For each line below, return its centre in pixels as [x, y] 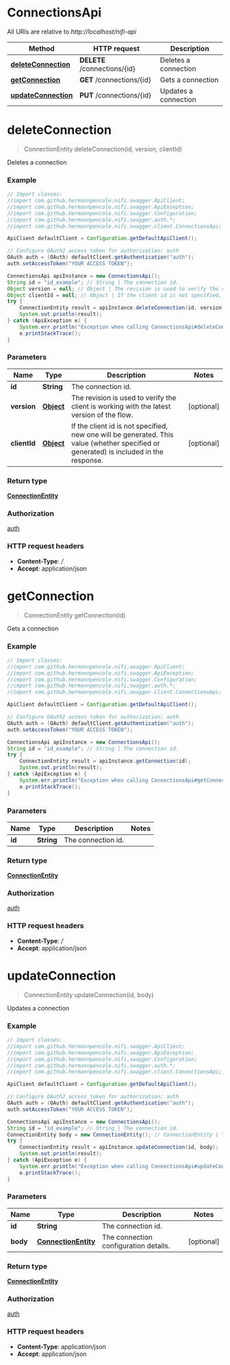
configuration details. [136, 1246]
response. [87, 460]
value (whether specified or [115, 443]
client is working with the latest [121, 406]
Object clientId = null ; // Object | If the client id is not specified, [115, 295]
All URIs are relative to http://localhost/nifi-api [72, 32]
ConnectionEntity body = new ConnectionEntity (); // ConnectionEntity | [113, 1135]
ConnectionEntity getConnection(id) [75, 615]
